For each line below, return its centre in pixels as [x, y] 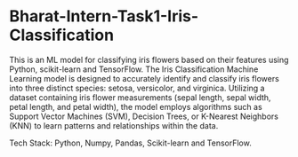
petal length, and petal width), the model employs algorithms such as [136, 106]
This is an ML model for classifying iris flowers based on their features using [149, 59]
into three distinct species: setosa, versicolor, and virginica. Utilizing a [137, 88]
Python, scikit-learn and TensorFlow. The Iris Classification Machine [134, 69]
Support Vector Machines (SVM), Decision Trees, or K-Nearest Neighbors [144, 116]
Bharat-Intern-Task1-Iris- [104, 16]
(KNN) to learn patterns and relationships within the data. [114, 125]
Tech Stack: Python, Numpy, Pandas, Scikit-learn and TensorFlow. [130, 143]
